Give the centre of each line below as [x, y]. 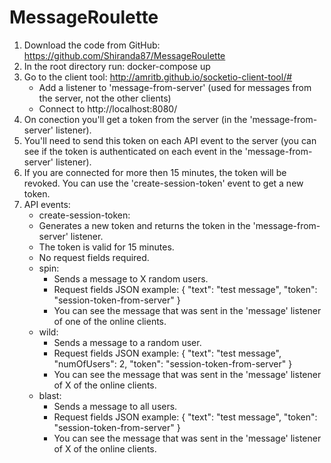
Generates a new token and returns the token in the [144, 225]
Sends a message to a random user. [127, 342]
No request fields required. [94, 257]
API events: [47, 204]
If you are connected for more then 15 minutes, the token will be [155, 172]
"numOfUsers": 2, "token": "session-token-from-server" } [173, 363]
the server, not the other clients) [105, 98]
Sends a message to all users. [115, 406]
